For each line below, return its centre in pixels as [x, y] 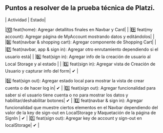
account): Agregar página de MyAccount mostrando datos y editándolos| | [80, 37]
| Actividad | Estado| [25, 19]
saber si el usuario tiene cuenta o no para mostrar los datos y [67, 95]
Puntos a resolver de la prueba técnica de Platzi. [80, 8]
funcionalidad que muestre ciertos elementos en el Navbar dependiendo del [81, 107]
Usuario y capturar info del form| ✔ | [42, 71]
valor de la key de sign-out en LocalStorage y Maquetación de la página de [81, 113]
